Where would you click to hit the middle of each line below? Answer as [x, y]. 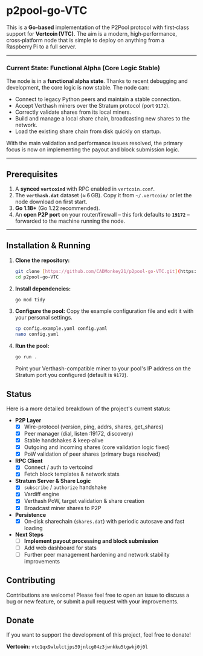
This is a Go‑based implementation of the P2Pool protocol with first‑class [98, 27]
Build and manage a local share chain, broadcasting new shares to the [102, 119]
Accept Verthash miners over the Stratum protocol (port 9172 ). [92, 106]
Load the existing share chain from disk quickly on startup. [88, 131]
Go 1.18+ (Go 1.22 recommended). [57, 208]
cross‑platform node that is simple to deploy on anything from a [85, 40]
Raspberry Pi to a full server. [41, 47]
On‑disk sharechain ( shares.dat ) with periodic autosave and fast [104, 521]
